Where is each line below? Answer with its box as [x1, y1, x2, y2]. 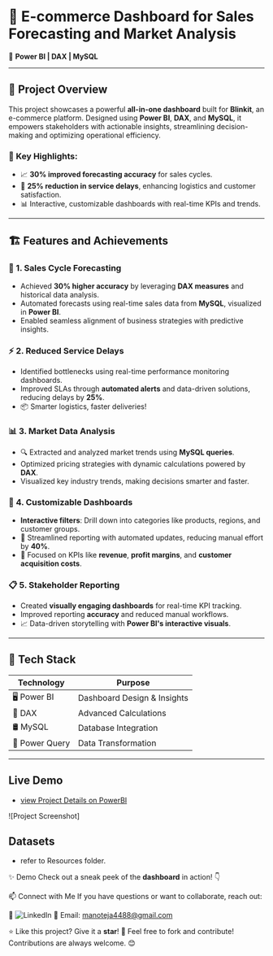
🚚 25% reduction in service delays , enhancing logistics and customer [19, 181, 256, 191]
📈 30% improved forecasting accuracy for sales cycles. [19, 170, 213, 180]
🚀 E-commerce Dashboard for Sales [8, 7, 254, 26]
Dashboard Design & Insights [77, 693, 189, 704]
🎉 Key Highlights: [8, 150, 78, 162]
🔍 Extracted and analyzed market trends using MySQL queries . [19, 447, 235, 458]
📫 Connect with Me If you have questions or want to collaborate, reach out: [8, 892, 262, 902]
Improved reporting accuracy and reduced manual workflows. [19, 609, 229, 619]
